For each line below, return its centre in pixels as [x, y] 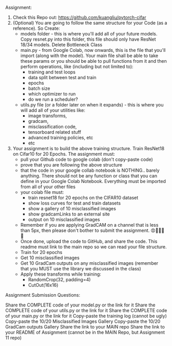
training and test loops [52, 72]
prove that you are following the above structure [71, 165]
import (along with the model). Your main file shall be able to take [89, 56]
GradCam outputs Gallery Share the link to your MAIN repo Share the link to [85, 327]
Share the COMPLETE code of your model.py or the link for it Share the [80, 305]
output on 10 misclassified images [64, 220]
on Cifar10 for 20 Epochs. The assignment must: [64, 154]
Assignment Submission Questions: [43, 295]
